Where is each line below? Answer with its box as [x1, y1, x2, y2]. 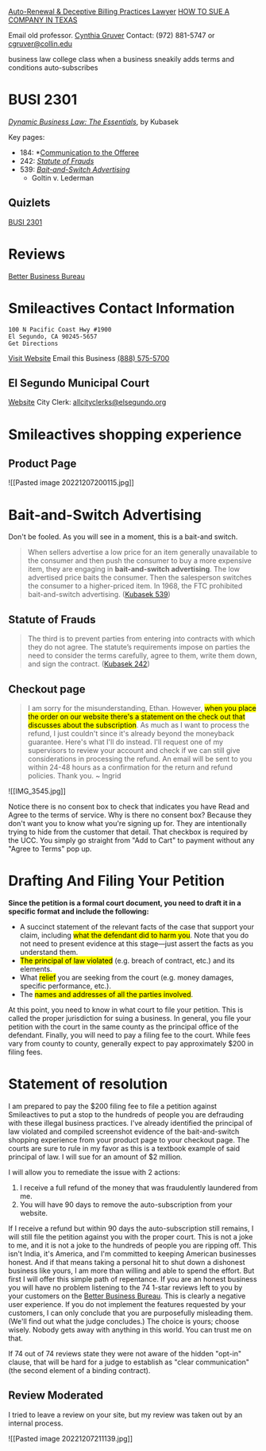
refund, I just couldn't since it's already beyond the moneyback [27, 729, 234, 738]
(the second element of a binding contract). [8, 1365, 151, 1375]
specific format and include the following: [8, 906, 149, 916]
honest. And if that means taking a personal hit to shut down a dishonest [8, 1257, 245, 1267]
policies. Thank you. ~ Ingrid [27, 771, 121, 780]
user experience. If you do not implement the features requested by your [8, 1299, 246, 1309]
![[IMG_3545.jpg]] [8, 786, 66, 796]
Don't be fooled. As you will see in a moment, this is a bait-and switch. [8, 532, 238, 541]
